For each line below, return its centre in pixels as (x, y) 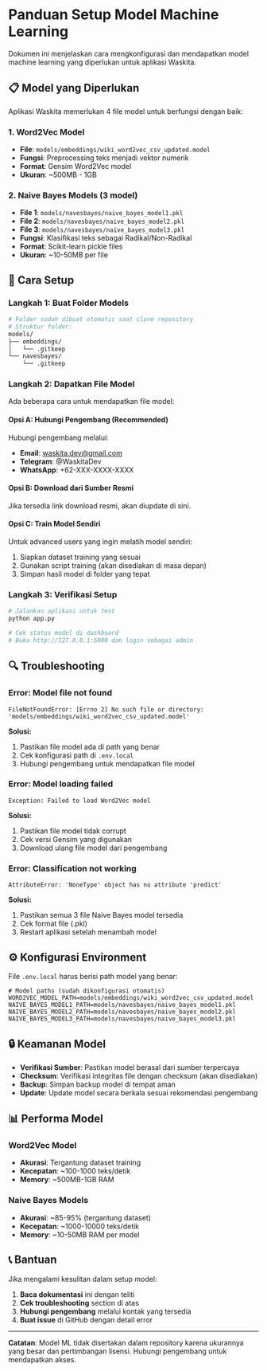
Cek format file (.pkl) (54, 924)
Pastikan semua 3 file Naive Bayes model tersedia (101, 915)
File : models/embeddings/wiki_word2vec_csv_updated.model (115, 150)
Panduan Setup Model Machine (114, 15)
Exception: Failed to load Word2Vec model (79, 801)
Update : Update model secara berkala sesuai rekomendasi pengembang (139, 1092)
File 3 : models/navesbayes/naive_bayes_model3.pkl (102, 229)
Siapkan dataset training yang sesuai (80, 557)
